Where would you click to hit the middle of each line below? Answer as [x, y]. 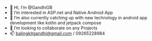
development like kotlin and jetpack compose [55, 23]
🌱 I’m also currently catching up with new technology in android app [78, 18]
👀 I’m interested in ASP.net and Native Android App [61, 13]
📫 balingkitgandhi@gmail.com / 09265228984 [57, 33]
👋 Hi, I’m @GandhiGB [31, 7]
